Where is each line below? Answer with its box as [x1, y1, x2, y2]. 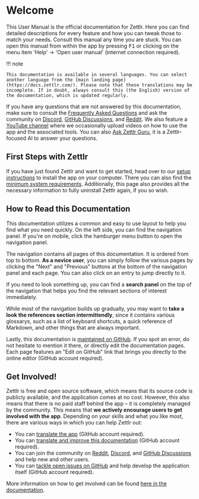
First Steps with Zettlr [6, 152, 88, 162]
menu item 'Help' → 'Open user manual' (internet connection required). [6, 48, 180, 55]
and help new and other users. [14, 456, 90, 463]
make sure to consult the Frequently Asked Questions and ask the [6, 109, 168, 116]
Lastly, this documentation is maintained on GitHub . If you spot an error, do [6, 335, 190, 342]
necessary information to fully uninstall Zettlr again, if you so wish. [6, 186, 169, 194]
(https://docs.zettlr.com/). [6, 82, 78, 88]
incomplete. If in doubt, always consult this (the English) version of [6, 87, 190, 93]
